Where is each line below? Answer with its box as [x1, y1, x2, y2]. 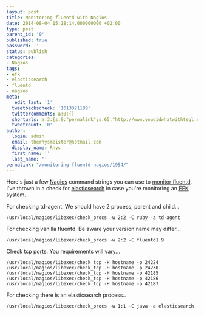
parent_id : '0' [6, 32, 45, 38]
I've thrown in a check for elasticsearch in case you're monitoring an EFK [6, 185, 189, 192]
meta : [6, 94, 20, 100]
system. [6, 191, 26, 198]
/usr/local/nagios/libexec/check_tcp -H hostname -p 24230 [6, 265, 159, 271]
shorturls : [12, 116, 39, 122]
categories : [6, 54, 36, 60]
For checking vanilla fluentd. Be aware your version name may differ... [6, 226, 181, 233]
